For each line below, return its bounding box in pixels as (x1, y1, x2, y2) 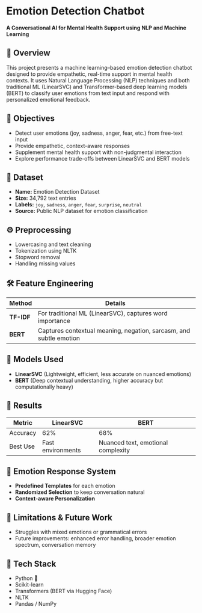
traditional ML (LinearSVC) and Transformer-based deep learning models (6, 83, 188, 90)
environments (41, 446, 81, 454)
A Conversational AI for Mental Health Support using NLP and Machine (6, 24, 186, 31)
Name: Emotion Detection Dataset (14, 188, 100, 196)
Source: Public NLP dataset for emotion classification (14, 208, 148, 215)
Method (9, 299, 32, 307)
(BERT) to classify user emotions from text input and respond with (6, 89, 170, 97)
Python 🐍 (14, 574, 38, 582)
